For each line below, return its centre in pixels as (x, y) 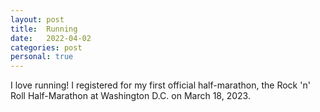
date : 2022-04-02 (51, 38)
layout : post (37, 19)
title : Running (44, 29)
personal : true (42, 57)
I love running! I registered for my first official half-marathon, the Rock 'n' (160, 85)
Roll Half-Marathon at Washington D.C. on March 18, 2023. (130, 96)
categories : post (46, 47)
